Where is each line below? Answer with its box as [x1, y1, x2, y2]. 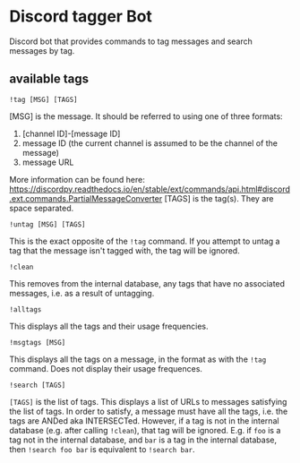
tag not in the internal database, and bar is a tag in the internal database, [9, 434, 278, 445]
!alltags [9, 304, 42, 314]
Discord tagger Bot [9, 6, 152, 27]
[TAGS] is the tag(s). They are [164, 193, 274, 203]
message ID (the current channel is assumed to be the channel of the [21, 137, 279, 149]
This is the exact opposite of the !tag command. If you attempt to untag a [9, 236, 280, 246]
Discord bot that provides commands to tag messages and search [9, 36, 253, 47]
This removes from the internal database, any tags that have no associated [9, 278, 285, 288]
